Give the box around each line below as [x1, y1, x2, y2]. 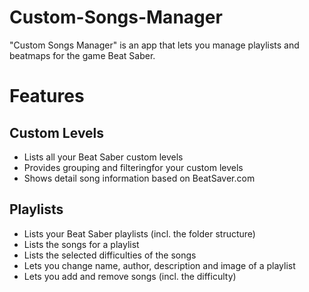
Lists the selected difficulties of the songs [23, 249, 197, 261]
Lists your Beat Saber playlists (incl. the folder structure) [23, 227, 256, 240]
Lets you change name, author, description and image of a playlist [23, 259, 296, 271]
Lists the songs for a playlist [23, 238, 140, 250]
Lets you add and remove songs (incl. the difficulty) [23, 270, 237, 282]
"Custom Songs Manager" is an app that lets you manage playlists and [9, 39, 300, 51]
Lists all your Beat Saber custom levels [23, 151, 184, 163]
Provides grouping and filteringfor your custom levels [23, 161, 244, 173]
